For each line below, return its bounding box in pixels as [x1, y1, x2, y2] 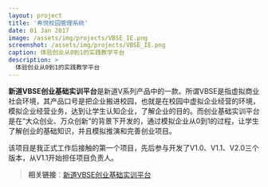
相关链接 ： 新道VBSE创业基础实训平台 [27, 169, 152, 179]
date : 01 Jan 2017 [8, 26, 69, 34]
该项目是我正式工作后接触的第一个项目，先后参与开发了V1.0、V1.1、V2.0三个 [8, 142, 259, 152]
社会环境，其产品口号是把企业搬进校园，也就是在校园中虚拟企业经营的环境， [8, 96, 260, 106]
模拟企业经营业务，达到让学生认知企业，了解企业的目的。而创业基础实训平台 [8, 106, 260, 115]
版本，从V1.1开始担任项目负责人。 [8, 153, 118, 162]
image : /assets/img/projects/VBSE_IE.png [8, 33, 148, 42]
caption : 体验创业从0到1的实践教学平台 [8, 49, 125, 56]
